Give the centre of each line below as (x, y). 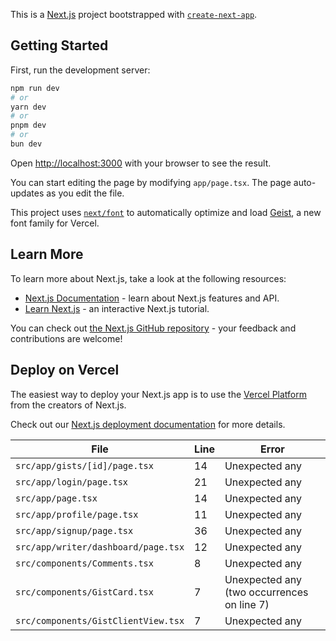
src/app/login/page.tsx (72, 482)
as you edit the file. (85, 193)
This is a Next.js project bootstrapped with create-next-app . (134, 14)
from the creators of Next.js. (68, 405)
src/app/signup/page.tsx (74, 530)
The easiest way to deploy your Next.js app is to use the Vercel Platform (159, 394)
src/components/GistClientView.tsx (100, 620)
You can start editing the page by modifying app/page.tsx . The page (151, 182)
